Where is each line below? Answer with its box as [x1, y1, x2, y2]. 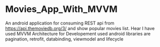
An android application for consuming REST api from [5, 20, 115, 26]
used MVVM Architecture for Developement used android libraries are [5, 30, 151, 36]
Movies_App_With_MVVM [5, 3, 118, 15]
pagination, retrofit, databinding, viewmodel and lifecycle [5, 36, 124, 42]
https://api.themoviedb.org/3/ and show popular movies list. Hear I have [5, 25, 155, 31]
